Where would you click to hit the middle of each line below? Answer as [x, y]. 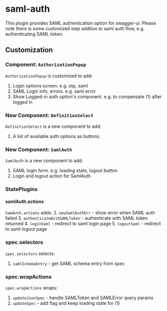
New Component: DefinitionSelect [49, 115]
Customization [29, 50]
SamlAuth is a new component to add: [44, 161]
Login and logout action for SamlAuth [52, 176]
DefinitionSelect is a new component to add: [53, 126]
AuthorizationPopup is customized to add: [49, 76]
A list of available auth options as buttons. [57, 136]
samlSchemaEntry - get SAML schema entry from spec [69, 263]
